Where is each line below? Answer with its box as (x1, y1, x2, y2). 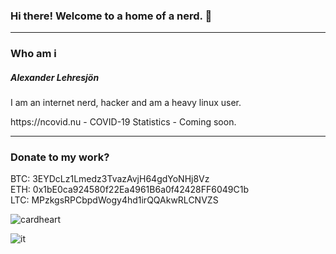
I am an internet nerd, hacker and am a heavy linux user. (10, 97, 242, 109)
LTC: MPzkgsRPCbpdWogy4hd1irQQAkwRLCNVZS (10, 194, 219, 206)
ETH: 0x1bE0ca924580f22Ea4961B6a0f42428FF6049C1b (10, 184, 250, 196)
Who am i (10, 47, 57, 61)
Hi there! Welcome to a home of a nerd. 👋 (10, 9, 213, 23)
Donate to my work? (10, 150, 110, 164)
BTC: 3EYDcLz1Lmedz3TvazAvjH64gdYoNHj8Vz (10, 173, 210, 185)
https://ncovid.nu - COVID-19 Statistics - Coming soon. (10, 116, 237, 128)
